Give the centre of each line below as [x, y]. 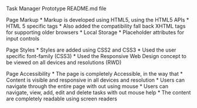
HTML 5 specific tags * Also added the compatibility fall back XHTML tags [96, 26]
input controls [23, 38]
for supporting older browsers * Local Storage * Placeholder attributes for [95, 32]
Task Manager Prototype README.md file [56, 9]
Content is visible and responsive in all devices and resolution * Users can [96, 80]
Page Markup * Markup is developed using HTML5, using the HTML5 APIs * [98, 20]
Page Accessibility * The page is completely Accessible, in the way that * [94, 74]
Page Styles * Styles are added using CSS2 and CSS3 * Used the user [91, 50]
